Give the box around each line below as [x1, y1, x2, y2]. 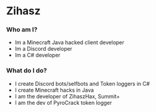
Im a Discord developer [14, 45, 73, 52]
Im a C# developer [14, 52, 61, 59]
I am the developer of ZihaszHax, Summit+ [14, 92, 121, 99]
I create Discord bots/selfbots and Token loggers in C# [14, 80, 150, 87]
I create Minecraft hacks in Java [14, 86, 94, 94]
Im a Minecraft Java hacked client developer [14, 39, 124, 46]
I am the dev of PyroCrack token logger [14, 99, 112, 106]
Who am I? [6, 26, 38, 34]
